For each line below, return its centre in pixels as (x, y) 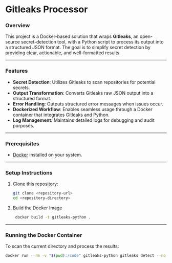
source (13, 42)
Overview (18, 26)
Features (17, 71)
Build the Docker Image (37, 208)
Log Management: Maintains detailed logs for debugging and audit (83, 120)
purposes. (24, 125)
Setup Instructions (29, 173)
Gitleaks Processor (47, 9)
